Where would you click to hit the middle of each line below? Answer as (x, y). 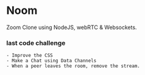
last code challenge (36, 43)
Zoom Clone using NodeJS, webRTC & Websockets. (72, 27)
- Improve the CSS (30, 56)
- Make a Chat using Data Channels (51, 61)
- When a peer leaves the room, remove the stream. (73, 66)
